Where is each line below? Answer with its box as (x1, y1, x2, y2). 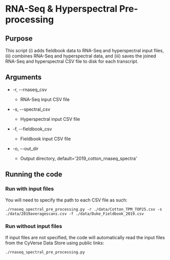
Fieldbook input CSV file (20, 136, 71, 142)
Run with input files (5, 185, 54, 192)
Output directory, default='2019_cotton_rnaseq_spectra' (20, 155, 138, 161)
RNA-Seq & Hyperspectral (5, 3, 118, 15)
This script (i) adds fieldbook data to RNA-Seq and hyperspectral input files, (5, 48, 164, 53)
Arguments (5, 73, 42, 82)
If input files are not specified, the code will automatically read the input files (5, 234, 165, 240)
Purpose (5, 34, 33, 43)
